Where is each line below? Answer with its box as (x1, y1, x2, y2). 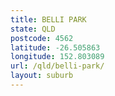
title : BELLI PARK (10, 14, 87, 25)
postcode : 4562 (10, 33, 74, 43)
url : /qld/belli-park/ (10, 61, 105, 71)
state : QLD (10, 24, 56, 34)
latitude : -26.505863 (10, 42, 101, 53)
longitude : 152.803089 (10, 52, 105, 62)
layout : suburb (10, 71, 74, 81)
